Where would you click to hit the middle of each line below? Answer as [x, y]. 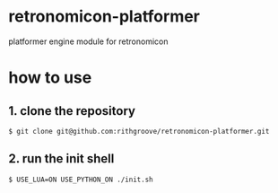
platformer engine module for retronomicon [88, 41]
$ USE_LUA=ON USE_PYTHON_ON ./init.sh [81, 180]
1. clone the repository [72, 111]
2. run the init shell [61, 159]
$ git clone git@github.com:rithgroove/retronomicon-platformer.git [139, 131]
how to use [50, 78]
